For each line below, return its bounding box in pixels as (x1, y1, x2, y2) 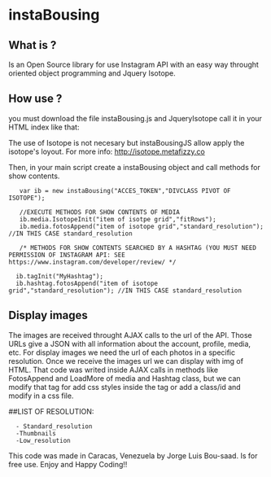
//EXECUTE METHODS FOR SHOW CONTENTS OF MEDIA (19, 208, 181, 217)
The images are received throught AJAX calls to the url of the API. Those (8, 330, 252, 339)
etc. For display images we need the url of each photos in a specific (8, 348, 236, 357)
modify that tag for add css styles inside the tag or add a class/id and (8, 382, 242, 392)
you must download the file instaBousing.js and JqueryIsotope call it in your (8, 113, 263, 123)
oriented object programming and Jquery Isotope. (8, 68, 177, 78)
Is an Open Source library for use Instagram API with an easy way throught (8, 59, 259, 69)
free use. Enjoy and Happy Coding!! (8, 459, 128, 469)
